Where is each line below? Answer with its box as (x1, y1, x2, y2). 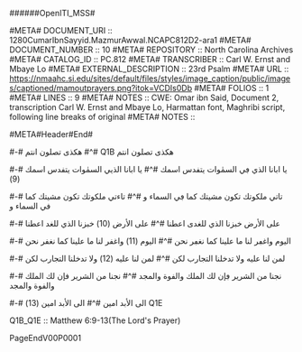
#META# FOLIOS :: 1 (193, 83, 270, 93)
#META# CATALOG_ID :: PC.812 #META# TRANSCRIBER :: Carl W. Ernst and (9, 54, 291, 64)
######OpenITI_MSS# (9, 8, 96, 18)
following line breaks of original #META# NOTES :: (9, 112, 196, 122)
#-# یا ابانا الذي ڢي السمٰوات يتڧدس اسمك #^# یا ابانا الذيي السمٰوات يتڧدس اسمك (9, 164, 288, 174)
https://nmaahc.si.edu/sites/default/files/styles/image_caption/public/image (9, 73, 291, 84)
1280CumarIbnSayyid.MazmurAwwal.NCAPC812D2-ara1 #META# (9, 35, 252, 45)
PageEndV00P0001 (9, 333, 82, 343)
